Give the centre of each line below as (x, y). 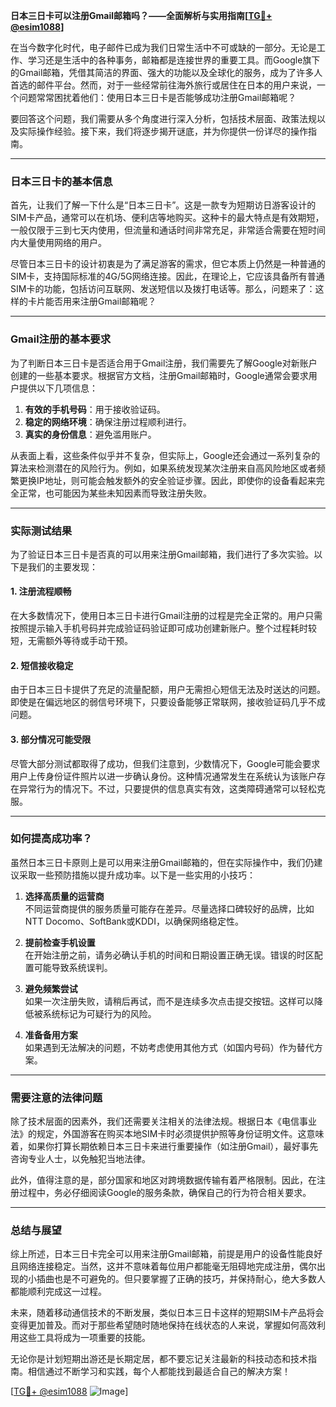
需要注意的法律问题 (56, 1097)
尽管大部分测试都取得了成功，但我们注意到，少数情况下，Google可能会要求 (165, 763)
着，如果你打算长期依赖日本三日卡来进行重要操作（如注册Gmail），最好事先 (164, 1146)
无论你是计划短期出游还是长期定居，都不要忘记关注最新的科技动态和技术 (159, 1359)
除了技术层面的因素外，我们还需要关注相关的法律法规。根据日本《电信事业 (163, 1121)
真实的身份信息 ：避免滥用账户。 (90, 434)
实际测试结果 (41, 531)
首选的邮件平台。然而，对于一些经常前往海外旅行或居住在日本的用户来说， (163, 85)
